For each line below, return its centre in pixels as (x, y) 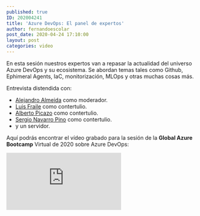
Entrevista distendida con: (39, 88)
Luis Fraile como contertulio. (51, 106)
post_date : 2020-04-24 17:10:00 (47, 35)
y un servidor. (32, 126)
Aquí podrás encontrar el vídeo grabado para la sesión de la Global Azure (99, 137)
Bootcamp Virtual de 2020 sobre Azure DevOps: (68, 144)
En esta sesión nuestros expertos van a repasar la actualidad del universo (99, 63)
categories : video (30, 46)
